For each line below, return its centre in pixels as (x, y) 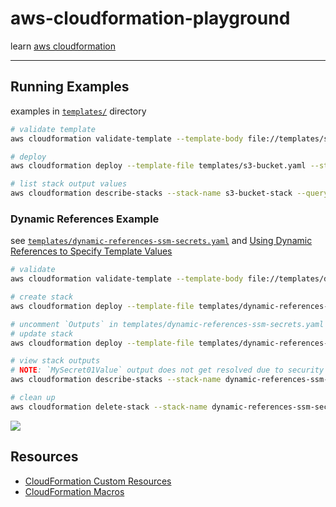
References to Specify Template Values (91, 251)
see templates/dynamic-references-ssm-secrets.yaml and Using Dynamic (161, 241)
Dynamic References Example (85, 219)
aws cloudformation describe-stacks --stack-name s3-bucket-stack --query (169, 193)
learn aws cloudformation (63, 46)
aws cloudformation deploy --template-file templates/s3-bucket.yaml (158, 166)
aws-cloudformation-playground (150, 18)
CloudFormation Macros (74, 491)
